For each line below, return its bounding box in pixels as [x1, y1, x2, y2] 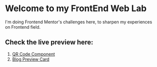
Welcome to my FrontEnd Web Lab [5, 3, 147, 14]
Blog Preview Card [12, 56, 50, 62]
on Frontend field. [5, 24, 41, 30]
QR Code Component [12, 51, 55, 57]
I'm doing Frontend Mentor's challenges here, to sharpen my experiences [5, 19, 152, 25]
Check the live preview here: [5, 38, 93, 47]
